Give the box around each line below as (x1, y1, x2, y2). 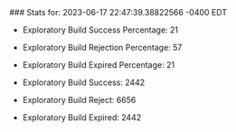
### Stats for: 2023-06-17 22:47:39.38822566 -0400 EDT (9, 7, 228, 17)
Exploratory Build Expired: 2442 (22, 112, 142, 123)
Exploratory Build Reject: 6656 (22, 95, 137, 105)
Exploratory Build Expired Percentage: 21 (22, 60, 175, 70)
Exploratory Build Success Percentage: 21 (22, 24, 179, 35)
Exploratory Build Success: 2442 (22, 77, 146, 88)
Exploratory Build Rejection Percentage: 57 (22, 42, 183, 52)
